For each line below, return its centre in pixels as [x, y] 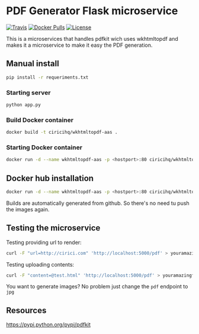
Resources [26, 310]
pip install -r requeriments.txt [47, 77]
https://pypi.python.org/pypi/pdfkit [48, 325]
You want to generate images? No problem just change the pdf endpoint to [97, 287]
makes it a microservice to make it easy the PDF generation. [79, 45]
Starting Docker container [44, 147]
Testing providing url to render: [44, 242]
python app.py [24, 105]
